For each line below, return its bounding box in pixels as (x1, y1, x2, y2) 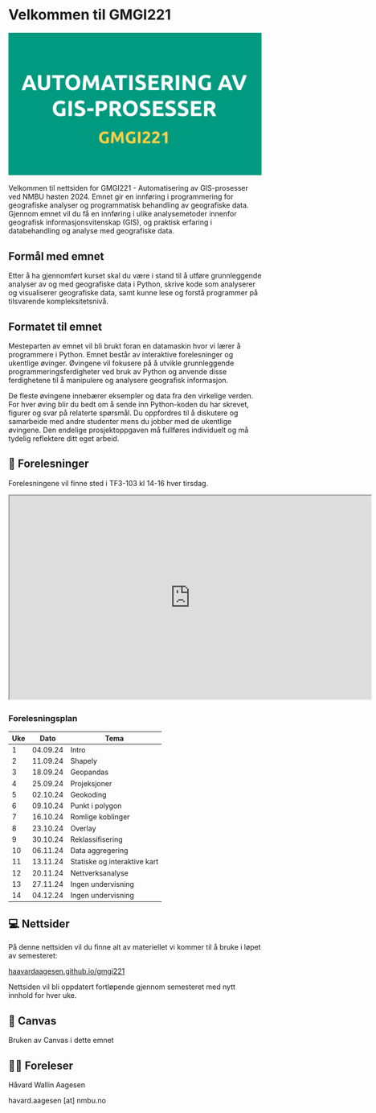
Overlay (70, 823, 96, 833)
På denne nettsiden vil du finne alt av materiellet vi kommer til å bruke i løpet (8, 942, 261, 952)
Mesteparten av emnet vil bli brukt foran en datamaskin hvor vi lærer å (8, 341, 241, 351)
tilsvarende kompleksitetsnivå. (8, 296, 108, 307)
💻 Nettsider (8, 917, 70, 931)
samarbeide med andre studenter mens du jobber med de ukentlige (8, 417, 232, 427)
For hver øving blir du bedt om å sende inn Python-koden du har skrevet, (8, 400, 249, 410)
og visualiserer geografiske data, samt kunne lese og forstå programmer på (8, 288, 259, 298)
